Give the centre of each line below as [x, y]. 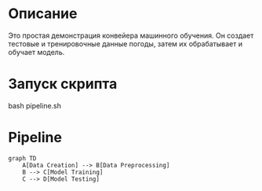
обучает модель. [36, 52]
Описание [43, 14]
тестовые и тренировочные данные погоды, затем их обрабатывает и [126, 43]
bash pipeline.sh [35, 105]
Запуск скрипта [63, 84]
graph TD [22, 158]
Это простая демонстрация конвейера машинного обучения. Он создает [131, 35]
